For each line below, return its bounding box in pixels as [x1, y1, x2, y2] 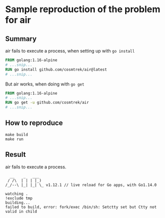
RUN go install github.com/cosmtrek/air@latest [5, 67, 107, 72]
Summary [5, 34, 37, 43]
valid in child [5, 209, 37, 214]
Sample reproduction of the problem [5, 4, 160, 15]
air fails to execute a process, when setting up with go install [5, 48, 135, 54]
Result [5, 150, 26, 159]
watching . [5, 191, 28, 196]
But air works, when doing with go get [5, 81, 85, 87]
